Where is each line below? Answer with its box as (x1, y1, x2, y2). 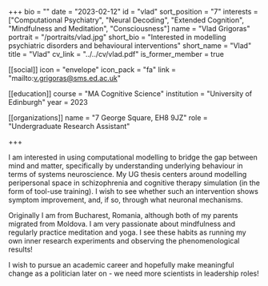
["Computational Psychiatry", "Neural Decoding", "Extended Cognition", (8, 15, 245, 25)
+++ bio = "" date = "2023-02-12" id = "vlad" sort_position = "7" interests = (8, 7, 258, 16)
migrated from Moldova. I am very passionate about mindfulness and (8, 220, 236, 228)
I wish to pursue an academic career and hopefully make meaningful (8, 260, 234, 269)
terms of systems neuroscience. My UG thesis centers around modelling (8, 170, 247, 179)
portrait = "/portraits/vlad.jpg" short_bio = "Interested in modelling (8, 32, 226, 42)
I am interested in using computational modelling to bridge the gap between (8, 152, 258, 162)
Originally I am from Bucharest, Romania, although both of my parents (8, 211, 238, 220)
